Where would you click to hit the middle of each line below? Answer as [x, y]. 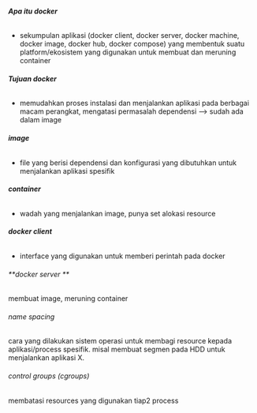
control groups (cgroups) [49, 376]
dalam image [40, 120]
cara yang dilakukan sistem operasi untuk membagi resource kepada [120, 341]
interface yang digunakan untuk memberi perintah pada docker [123, 256]
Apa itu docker [33, 11]
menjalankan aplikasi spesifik [67, 171]
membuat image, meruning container [68, 298]
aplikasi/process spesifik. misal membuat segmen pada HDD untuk [117, 349]
